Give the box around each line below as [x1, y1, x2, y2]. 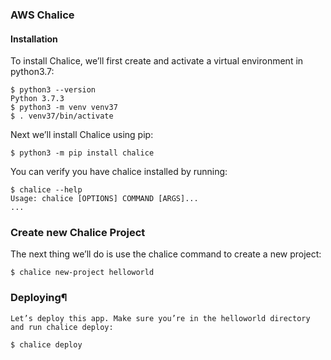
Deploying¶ [10, 291, 68, 305]
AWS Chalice [10, 8, 75, 22]
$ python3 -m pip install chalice [10, 148, 155, 158]
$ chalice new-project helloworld [10, 268, 155, 278]
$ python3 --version [10, 85, 97, 95]
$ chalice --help [10, 185, 83, 195]
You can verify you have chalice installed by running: [10, 166, 228, 178]
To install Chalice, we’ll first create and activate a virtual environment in [10, 55, 304, 67]
